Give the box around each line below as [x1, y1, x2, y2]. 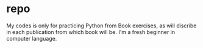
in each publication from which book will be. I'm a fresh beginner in [6, 28, 176, 35]
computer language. [6, 35, 57, 42]
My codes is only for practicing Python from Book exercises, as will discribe [6, 22, 197, 29]
